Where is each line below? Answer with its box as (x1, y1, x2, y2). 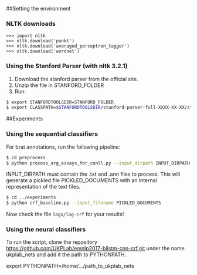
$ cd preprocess (6, 155, 46, 160)
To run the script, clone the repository (6, 239, 98, 246)
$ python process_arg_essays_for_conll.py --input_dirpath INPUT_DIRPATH (6, 160, 191, 166)
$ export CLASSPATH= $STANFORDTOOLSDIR (6, 105, 101, 110)
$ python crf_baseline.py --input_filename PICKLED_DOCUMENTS (6, 200, 161, 206)
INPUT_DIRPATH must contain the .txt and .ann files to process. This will (6, 170, 181, 178)
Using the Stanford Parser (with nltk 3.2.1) (6, 62, 128, 70)
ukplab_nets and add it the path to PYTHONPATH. (6, 251, 127, 258)
